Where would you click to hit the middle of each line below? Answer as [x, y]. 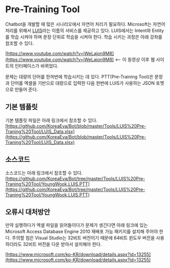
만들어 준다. [26, 89]
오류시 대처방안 [28, 212]
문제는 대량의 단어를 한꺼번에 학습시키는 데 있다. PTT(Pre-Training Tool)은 [79, 76]
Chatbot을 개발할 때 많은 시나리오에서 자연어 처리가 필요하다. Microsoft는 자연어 [85, 24]
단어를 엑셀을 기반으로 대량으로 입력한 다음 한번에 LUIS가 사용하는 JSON [83, 83]
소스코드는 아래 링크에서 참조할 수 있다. [44, 173]
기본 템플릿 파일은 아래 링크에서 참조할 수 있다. [51, 120]
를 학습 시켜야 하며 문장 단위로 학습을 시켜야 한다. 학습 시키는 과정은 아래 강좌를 [84, 37]
